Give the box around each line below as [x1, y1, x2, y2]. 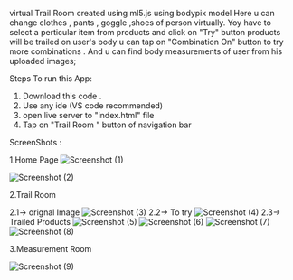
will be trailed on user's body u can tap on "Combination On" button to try [9, 36, 284, 47]
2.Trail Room [9, 190, 57, 200]
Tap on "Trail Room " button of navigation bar [22, 119, 192, 130]
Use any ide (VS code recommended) [22, 100, 164, 111]
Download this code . [22, 90, 102, 101]
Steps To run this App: [9, 73, 92, 84]
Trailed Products [9, 217, 71, 227]
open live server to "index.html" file [22, 110, 155, 120]
